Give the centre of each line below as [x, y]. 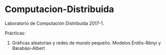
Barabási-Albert [29, 48]
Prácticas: [15, 33]
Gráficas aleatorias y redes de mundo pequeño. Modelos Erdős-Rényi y [86, 43]
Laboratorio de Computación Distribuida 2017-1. [54, 23]
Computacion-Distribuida [60, 9]
